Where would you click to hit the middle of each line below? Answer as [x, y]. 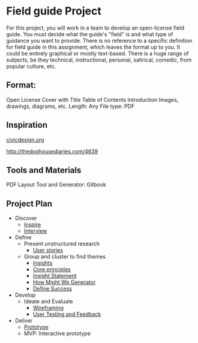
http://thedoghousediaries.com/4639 [52, 151]
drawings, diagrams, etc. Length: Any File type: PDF [70, 106]
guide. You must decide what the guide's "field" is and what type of [90, 34]
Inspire [32, 225]
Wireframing [48, 308]
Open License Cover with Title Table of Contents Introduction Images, [92, 99]
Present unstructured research [62, 244]
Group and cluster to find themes [65, 257]
